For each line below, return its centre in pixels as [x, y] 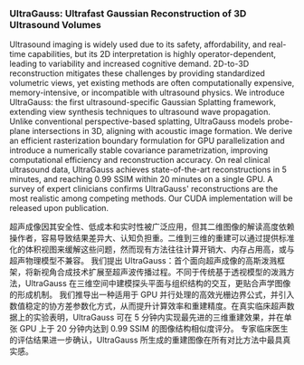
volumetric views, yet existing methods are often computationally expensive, [152, 83]
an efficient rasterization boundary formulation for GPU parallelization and [147, 141]
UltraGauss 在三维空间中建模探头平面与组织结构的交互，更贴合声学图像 [158, 283]
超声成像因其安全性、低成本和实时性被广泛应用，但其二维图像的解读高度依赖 [152, 227]
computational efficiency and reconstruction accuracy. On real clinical [140, 160]
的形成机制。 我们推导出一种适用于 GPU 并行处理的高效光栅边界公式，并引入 [152, 295]
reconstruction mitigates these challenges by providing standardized [137, 73]
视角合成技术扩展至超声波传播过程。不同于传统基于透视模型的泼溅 [163, 272]
